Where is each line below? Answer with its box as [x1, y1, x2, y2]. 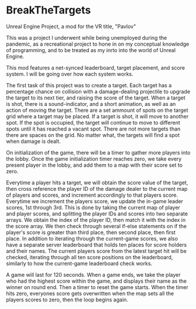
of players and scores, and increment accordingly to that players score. [6, 191, 178, 198]
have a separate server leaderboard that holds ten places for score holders [6, 241, 187, 248]
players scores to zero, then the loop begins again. [6, 296, 129, 303]
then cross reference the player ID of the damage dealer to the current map [6, 185, 188, 192]
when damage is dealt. [6, 138, 61, 145]
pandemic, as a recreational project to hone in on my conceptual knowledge [6, 40, 190, 47]
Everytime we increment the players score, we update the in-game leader [6, 197, 183, 205]
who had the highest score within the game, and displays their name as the [6, 277, 187, 284]
